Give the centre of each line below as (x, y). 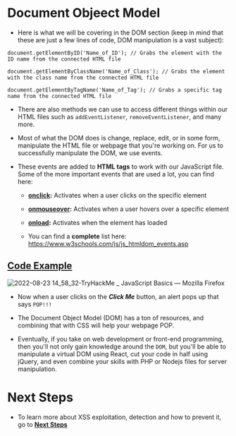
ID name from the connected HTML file (64, 59)
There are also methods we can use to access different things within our (122, 109)
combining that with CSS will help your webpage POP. (96, 325)
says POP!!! (35, 304)
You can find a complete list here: (77, 236)
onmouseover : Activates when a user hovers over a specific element (129, 209)
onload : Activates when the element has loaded (98, 222)
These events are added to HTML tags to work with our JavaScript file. (120, 166)
